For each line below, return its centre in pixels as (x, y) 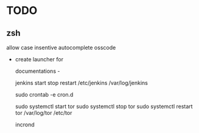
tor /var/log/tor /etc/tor (44, 113)
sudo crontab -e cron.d (44, 94)
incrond (25, 124)
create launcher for (39, 59)
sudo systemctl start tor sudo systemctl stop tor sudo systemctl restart (104, 106)
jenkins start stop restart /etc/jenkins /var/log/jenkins (81, 83)
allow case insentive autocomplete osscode (61, 47)
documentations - (37, 71)
